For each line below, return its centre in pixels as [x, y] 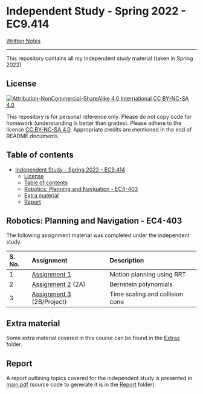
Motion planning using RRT [148, 275]
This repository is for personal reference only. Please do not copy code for [99, 116]
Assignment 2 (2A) [59, 284]
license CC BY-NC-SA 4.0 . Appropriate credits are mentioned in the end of [99, 129]
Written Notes [24, 41]
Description [127, 261]
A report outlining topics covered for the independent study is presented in [99, 378]
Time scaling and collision [146, 294]
